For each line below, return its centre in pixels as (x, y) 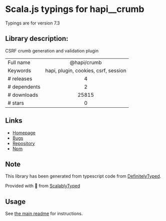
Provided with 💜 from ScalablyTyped (43, 186)
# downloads (23, 95)
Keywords (19, 70)
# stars (16, 103)
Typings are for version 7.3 (32, 23)
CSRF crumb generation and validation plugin (52, 50)
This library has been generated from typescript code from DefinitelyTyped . (83, 176)
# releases (20, 78)
